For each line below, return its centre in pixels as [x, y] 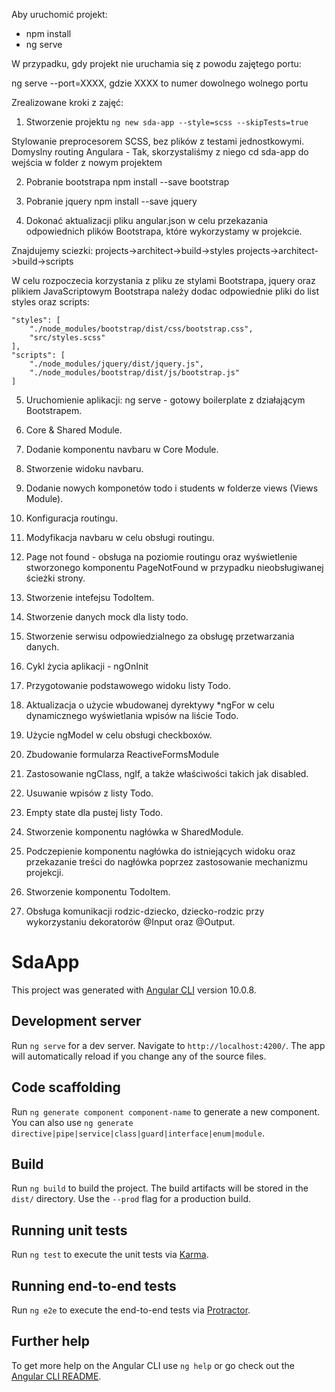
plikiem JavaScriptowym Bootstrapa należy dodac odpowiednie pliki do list [165, 291]
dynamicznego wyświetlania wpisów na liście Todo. [132, 715]
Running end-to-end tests [94, 1285]
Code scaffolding [66, 1087]
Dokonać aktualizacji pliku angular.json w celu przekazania [147, 220]
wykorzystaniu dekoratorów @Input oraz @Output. [130, 922]
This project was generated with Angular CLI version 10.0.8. [134, 990]
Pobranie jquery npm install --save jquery [111, 201]
